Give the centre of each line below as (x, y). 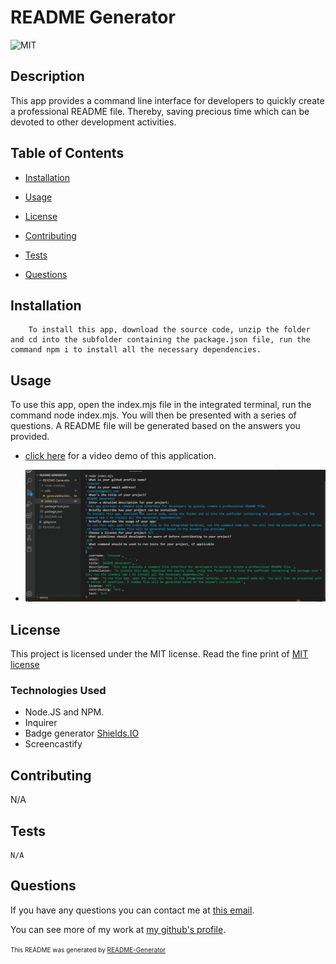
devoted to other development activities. (93, 122)
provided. (30, 437)
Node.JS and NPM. (64, 712)
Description (47, 76)
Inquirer (41, 723)
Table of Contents (67, 153)
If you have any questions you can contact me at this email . (132, 910)
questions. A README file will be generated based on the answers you (155, 426)
